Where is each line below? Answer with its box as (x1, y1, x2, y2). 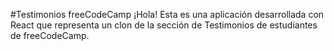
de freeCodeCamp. (10, 30, 90, 41)
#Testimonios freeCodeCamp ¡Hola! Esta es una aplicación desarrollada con (10, 9, 325, 20)
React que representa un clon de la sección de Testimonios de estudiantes (10, 19, 318, 31)
